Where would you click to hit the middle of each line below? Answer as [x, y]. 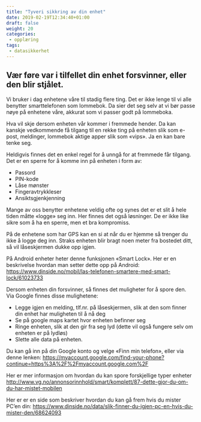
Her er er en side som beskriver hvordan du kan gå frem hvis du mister [94, 400]
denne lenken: [24, 357]
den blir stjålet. [35, 85]
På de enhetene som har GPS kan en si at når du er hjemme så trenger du [97, 234]
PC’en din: [19, 406]
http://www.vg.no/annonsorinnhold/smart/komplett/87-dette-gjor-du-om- [97, 382]
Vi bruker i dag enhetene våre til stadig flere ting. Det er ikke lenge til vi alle [99, 99]
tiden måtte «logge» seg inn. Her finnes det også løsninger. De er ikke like [97, 216]
